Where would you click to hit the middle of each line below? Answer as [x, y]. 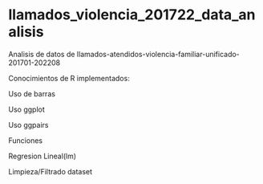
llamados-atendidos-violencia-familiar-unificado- [158, 54]
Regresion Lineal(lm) [42, 156]
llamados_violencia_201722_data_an [132, 15]
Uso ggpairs [28, 125]
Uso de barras [32, 93]
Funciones [25, 140]
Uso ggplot [27, 109]
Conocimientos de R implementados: [69, 78]
